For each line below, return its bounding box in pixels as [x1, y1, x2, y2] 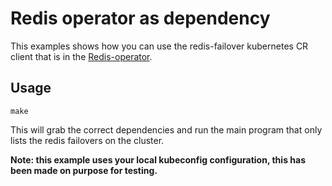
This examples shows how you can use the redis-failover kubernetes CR [10, 40, 309, 52]
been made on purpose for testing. [10, 164, 158, 176]
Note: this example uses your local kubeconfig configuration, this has [10, 153, 306, 166]
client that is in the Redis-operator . [10, 50, 153, 62]
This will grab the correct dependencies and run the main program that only [10, 123, 323, 136]
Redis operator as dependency [10, 7, 271, 30]
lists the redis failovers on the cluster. [10, 134, 165, 146]
